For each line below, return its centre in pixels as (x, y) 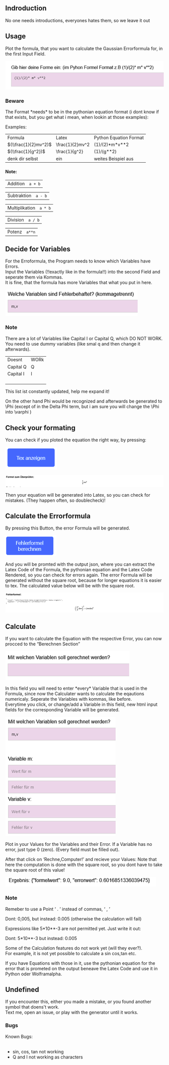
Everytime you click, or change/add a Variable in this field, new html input (81, 704)
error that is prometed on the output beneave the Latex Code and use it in (81, 968)
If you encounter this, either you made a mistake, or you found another (78, 1002)
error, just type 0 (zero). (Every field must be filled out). (62, 850)
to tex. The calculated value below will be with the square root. (70, 586)
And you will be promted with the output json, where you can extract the (80, 564)
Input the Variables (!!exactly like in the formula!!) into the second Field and (83, 272)
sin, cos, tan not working (38, 1051)
